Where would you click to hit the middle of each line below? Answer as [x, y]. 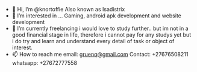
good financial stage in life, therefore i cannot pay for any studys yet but [102, 35]
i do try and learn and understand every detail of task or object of [93, 41]
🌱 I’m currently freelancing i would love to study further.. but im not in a [100, 28]
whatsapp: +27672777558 [44, 63]
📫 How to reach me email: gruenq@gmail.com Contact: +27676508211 [100, 54]
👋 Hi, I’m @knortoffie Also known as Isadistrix [68, 9]
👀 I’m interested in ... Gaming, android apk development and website [97, 16]
